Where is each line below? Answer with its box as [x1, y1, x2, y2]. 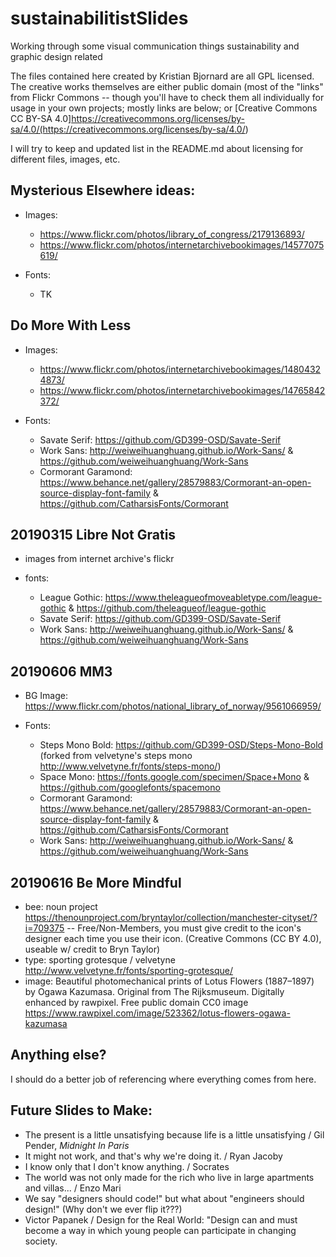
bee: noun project [24, 901, 98, 912]
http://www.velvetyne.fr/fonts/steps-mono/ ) [39, 760, 222, 772]
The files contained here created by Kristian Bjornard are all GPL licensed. [10, 70, 315, 82]
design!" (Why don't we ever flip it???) [24, 1203, 183, 1215]
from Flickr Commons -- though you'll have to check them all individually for [10, 91, 325, 103]
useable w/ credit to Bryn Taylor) [24, 943, 161, 955]
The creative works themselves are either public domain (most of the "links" [10, 80, 324, 92]
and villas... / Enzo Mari [24, 1182, 122, 1194]
